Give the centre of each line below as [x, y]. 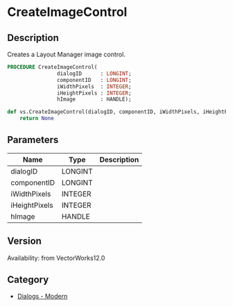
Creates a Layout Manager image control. [67, 54]
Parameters [33, 140]
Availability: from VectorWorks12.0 [56, 258]
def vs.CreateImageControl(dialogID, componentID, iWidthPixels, [103, 112]
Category [28, 280]
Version [24, 241]
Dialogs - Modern [42, 297]
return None [37, 119]
